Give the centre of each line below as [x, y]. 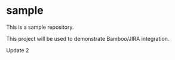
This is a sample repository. [40, 27]
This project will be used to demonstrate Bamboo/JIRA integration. [88, 38]
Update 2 [18, 50]
